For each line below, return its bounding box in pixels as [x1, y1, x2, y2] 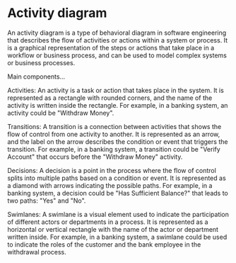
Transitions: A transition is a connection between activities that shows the [7, 122, 222, 130]
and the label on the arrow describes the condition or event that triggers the [7, 137, 228, 146]
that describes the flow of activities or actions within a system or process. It [7, 35, 228, 44]
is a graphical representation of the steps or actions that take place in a [7, 43, 215, 52]
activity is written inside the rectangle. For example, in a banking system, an [7, 101, 228, 109]
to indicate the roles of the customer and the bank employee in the [7, 240, 201, 249]
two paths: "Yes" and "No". [7, 196, 86, 205]
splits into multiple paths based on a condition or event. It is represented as [7, 174, 226, 182]
